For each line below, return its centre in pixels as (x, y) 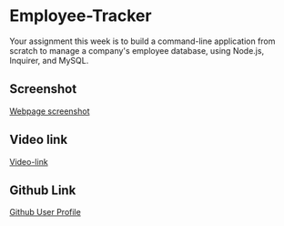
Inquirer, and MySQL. (49, 60)
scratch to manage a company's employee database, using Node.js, (137, 50)
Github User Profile (46, 212)
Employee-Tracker (81, 16)
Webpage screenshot (50, 111)
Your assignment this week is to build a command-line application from (142, 41)
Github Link (43, 190)
